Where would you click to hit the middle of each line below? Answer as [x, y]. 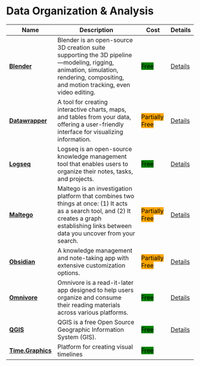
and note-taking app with [93, 258]
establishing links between [95, 226]
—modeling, [74, 62]
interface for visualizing [90, 131]
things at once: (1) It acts [93, 203]
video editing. [76, 92]
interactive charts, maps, [92, 109]
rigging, [103, 62]
